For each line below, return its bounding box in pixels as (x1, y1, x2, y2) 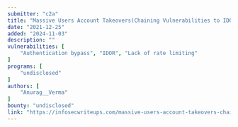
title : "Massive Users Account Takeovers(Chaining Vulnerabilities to (7, 17, 220, 24)
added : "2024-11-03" (7, 30, 69, 37)
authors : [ (7, 83, 40, 90)
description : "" (7, 37, 55, 44)
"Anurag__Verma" (20, 89, 69, 96)
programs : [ (7, 63, 42, 70)
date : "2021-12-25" (7, 23, 65, 30)
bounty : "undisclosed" (7, 102, 74, 109)
